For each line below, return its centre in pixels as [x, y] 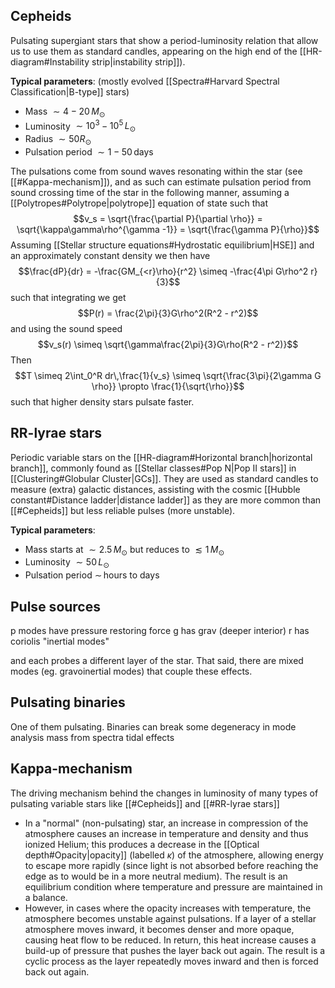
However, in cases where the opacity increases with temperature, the [168, 908]
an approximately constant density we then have [110, 255]
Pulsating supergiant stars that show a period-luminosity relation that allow [164, 40]
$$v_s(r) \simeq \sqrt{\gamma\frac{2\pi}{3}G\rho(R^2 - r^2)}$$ [168, 344]
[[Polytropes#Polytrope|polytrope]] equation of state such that [139, 203]
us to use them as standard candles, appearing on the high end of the [154, 51]
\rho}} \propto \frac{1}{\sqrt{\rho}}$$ [168, 386]
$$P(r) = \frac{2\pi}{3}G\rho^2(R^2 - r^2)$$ [168, 313]
